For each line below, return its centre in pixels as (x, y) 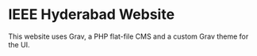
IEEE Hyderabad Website (92, 15)
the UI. (19, 44)
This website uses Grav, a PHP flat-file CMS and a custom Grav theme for (128, 36)
